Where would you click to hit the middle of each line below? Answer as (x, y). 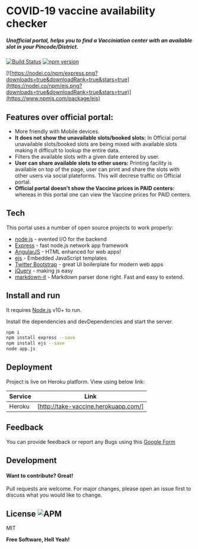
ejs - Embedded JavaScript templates (61, 258)
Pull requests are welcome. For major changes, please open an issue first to (99, 489)
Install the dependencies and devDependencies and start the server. (90, 321)
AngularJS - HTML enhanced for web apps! (68, 251)
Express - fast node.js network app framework (71, 245)
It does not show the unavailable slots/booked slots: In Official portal (100, 137)
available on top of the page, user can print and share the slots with (97, 169)
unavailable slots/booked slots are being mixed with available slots (96, 144)
